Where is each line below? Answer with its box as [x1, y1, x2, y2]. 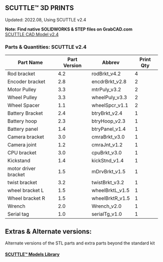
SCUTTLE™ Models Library [5, 251, 60, 257]
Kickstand [7, 157, 31, 164]
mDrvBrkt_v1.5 [91, 168, 126, 175]
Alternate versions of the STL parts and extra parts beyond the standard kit [5, 240, 155, 246]
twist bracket [7, 179, 37, 186]
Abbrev [101, 59, 120, 66]
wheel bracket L [7, 187, 44, 194]
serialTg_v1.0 [91, 211, 122, 218]
